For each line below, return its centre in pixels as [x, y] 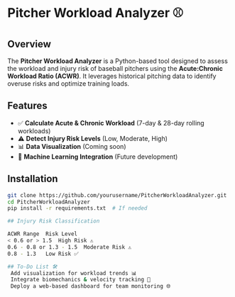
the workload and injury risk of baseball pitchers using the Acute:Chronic [115, 68]
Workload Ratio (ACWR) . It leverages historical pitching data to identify [112, 76]
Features [27, 106]
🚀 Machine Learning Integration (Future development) [98, 157]
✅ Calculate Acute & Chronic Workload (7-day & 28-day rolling [111, 123]
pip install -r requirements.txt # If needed [77, 208]
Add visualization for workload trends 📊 [73, 273]
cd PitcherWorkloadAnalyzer [49, 202]
